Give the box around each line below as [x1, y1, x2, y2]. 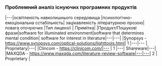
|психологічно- [101, 15, 132, 21]
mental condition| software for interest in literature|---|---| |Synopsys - [5, 35, 147, 41]
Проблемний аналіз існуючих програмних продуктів [5, 4, 137, 11]
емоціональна [5, 20, 34, 26]
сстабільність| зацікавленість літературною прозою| [35, 20, 145, 26]
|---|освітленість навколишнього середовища [5, 15, 100, 21]
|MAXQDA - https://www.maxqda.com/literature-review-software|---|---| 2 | [5, 51, 158, 56]
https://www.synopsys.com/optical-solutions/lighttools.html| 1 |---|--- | [5, 40, 147, 46]
